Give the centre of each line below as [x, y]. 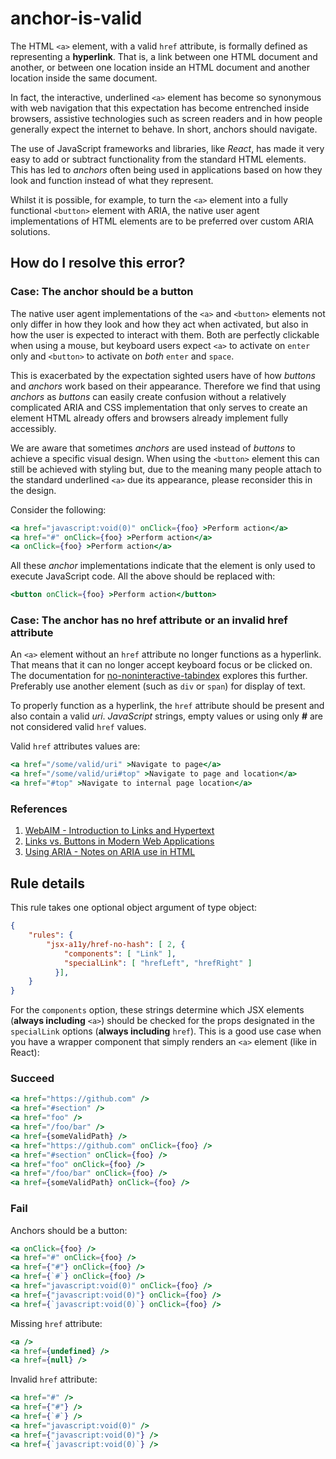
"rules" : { [51, 935]
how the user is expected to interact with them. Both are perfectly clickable [165, 334]
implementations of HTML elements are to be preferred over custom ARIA [162, 221]
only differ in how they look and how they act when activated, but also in [159, 324]
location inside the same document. [84, 78]
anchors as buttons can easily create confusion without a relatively [148, 396]
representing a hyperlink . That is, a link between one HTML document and [164, 56]
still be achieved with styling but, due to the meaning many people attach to [166, 469]
